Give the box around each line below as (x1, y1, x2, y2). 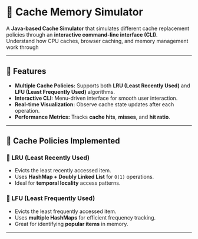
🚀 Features (6, 66, 47, 76)
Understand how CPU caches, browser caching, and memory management (6, 37, 189, 44)
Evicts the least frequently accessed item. (14, 208, 117, 215)
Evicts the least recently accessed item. (14, 167, 111, 174)
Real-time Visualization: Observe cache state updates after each (14, 100, 174, 108)
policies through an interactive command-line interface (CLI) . (6, 31, 158, 38)
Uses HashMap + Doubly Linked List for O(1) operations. (14, 173, 154, 181)
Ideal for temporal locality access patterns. (14, 179, 121, 186)
